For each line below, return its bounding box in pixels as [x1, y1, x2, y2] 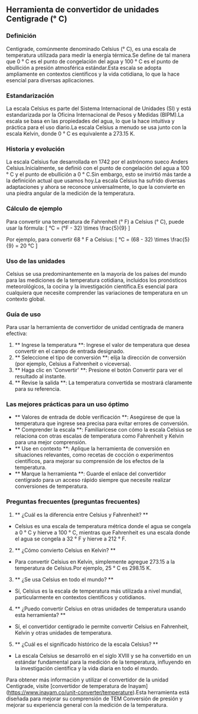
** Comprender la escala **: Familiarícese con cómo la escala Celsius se [14, 426, 192, 433]
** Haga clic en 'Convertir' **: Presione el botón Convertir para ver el [14, 366, 183, 374]
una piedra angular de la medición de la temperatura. [6, 189, 135, 197]
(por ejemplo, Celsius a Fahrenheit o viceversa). [14, 361, 132, 368]
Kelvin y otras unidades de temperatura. [14, 629, 112, 636]
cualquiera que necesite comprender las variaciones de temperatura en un [6, 289, 188, 296]
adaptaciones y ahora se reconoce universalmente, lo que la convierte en [6, 184, 185, 191]
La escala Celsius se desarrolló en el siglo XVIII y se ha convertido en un [14, 652, 191, 659]
